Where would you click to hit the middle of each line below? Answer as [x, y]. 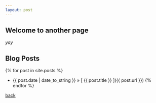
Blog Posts [23, 58]
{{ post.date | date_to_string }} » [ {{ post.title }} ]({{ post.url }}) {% [82, 80]
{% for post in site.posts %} [34, 71]
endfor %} [23, 86]
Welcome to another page [47, 31]
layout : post [19, 10]
